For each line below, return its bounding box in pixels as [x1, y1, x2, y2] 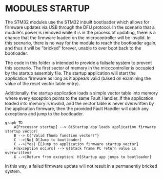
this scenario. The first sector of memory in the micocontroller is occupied [5, 65, 155, 71]
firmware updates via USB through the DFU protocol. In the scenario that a [5, 24, 155, 30]
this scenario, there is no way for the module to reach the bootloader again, [5, 40, 157, 45]
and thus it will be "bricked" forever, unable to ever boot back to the [5, 45, 142, 51]
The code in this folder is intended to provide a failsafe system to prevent [5, 60, 152, 66]
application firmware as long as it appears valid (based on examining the [5, 75, 151, 81]
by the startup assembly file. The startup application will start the [5, 70, 136, 76]
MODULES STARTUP [5, 3, 90, 14]
